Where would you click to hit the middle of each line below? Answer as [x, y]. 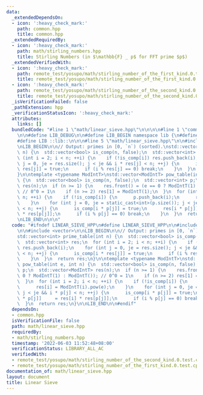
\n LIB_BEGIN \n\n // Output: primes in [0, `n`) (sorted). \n [93, 146]
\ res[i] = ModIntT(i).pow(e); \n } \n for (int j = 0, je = [108, 287]
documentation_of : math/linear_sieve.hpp [59, 371]
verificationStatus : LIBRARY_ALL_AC [58, 349]
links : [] [30, 124]
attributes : [27, 118]
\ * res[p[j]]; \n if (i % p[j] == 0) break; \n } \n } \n [100, 214]
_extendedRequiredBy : [39, 40]
